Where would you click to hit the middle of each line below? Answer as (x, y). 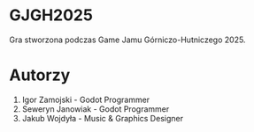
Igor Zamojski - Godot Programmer (86, 99)
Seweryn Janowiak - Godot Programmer (96, 109)
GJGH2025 (51, 15)
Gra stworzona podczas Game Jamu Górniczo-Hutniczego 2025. (127, 40)
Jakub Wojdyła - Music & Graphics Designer (103, 118)
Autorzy (40, 75)
